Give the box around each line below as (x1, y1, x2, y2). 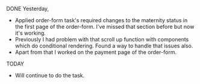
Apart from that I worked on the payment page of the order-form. (14, 49, 177, 56)
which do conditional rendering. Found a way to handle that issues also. (14, 42, 193, 49)
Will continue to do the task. (14, 72, 85, 79)
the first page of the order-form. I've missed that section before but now (14, 23, 195, 30)
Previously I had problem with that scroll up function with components (14, 36, 189, 43)
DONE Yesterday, (6, 5, 49, 12)
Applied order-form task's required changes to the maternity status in (14, 17, 188, 23)
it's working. (14, 29, 46, 37)
